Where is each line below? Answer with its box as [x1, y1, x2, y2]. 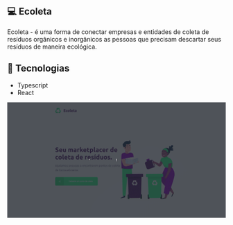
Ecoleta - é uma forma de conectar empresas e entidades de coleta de [7, 27, 209, 36]
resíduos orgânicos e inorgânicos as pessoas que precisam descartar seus [7, 35, 222, 43]
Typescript [17, 81, 49, 89]
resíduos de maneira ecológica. [7, 42, 97, 51]
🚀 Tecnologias [7, 62, 70, 74]
